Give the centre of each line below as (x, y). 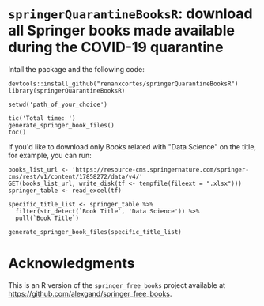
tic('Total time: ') (42, 118)
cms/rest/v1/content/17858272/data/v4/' (76, 176)
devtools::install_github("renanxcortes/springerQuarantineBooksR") (123, 84)
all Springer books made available (122, 30)
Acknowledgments (72, 264)
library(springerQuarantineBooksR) (67, 91)
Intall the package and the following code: (76, 69)
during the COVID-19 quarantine (116, 47)
